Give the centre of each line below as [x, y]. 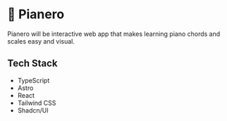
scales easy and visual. [41, 41]
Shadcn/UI [33, 110]
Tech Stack [32, 64]
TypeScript [33, 80]
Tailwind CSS [37, 103]
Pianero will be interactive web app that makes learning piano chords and [114, 34]
